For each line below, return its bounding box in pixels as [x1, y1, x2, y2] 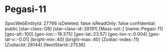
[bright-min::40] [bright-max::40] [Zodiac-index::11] [30, 36, 139, 42]
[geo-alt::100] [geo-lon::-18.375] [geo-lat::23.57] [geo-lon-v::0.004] [5, 31, 148, 37]
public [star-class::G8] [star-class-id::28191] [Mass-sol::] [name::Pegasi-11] [5, 25, 163, 31]
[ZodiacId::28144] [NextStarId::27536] [5, 41, 86, 47]
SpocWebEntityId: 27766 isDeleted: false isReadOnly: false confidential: [5, 20, 156, 26]
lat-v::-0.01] [5, 36, 30, 42]
